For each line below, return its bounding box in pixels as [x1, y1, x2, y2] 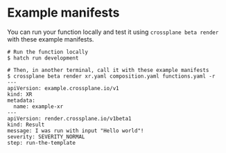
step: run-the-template [7, 139, 76, 146]
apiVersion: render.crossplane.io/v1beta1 [7, 115, 132, 122]
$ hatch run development [7, 54, 79, 62]
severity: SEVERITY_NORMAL [7, 133, 85, 140]
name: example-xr [13, 102, 64, 110]
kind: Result [7, 121, 45, 128]
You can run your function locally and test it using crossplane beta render [7, 28, 219, 36]
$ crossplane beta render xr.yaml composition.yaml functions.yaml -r [7, 73, 216, 80]
